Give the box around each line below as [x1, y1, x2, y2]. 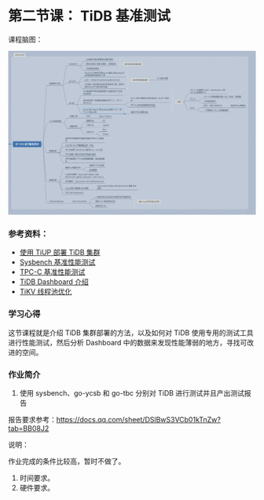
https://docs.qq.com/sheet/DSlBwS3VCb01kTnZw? [56, 415, 222, 425]
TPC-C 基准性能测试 [19, 268, 86, 277]
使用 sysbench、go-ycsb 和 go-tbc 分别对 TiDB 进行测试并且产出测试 [19, 389, 245, 398]
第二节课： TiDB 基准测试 [8, 7, 171, 25]
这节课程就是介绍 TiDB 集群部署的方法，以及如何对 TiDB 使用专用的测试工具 [8, 327, 254, 338]
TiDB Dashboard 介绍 [19, 277, 89, 286]
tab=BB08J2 [8, 424, 49, 433]
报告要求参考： [8, 415, 57, 425]
